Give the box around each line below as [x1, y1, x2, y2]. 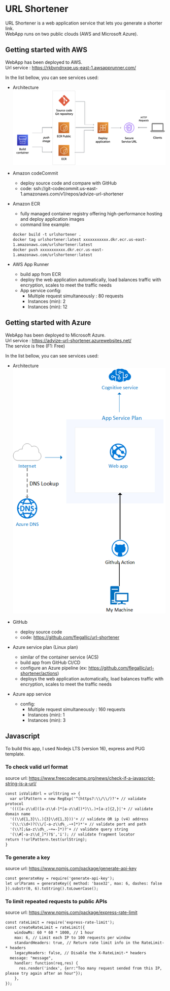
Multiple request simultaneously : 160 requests [27, 706, 125, 712]
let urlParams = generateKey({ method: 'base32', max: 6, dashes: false [5, 881, 162, 886]
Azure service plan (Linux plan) [12, 644, 78, 650]
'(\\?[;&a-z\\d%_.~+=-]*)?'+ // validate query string [10, 827, 128, 832]
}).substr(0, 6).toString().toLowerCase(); [5, 886, 99, 892]
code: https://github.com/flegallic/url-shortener [20, 634, 120, 640]
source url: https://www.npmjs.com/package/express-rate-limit [5, 909, 138, 916]
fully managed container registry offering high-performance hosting [20, 210, 162, 217]
